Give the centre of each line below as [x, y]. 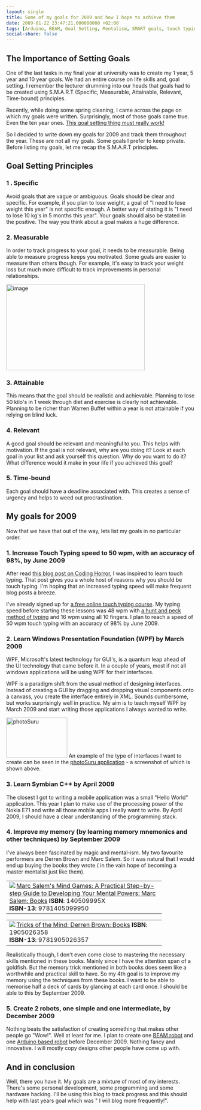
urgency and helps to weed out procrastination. [65, 497]
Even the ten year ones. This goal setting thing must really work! [85, 122]
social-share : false [32, 34]
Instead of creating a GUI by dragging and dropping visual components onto [100, 690]
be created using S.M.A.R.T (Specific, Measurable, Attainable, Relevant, [95, 92]
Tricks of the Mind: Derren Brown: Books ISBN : [82, 924]
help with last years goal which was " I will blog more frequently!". [87, 1100]
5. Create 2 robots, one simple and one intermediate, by [89, 1008]
